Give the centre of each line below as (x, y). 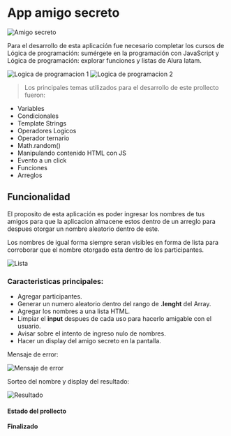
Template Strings (42, 123)
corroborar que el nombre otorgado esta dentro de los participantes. (106, 250)
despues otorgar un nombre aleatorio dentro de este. (83, 229)
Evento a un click (42, 160)
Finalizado (23, 426)
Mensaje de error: (33, 354)
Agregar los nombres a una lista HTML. (74, 311)
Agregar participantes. (50, 296)
